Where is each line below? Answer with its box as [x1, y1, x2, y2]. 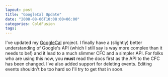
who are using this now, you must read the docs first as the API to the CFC [5, 55, 160, 61]
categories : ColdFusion [5, 21, 55, 26]
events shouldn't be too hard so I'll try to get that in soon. [5, 66, 124, 72]
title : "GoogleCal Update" [5, 12, 62, 17]
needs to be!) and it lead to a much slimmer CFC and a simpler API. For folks [5, 50, 163, 56]
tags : [5, 26, 17, 31]
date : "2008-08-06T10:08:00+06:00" [5, 16, 80, 21]
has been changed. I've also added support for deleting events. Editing [5, 61, 152, 67]
